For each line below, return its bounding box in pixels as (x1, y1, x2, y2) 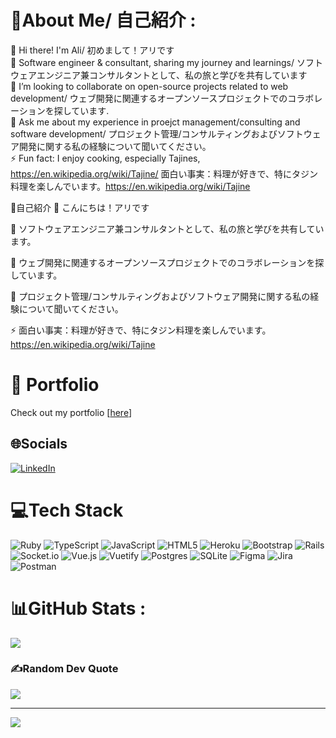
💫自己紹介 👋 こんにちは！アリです (10, 201, 150, 213)
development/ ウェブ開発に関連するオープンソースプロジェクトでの (10, 92, 288, 104)
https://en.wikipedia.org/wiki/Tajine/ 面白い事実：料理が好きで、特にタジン (10, 167, 319, 180)
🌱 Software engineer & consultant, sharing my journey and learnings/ (10, 56, 295, 68)
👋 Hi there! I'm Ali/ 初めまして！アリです (10, 44, 175, 56)
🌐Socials (10, 436, 68, 453)
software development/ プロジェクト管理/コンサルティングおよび (10, 127, 278, 140)
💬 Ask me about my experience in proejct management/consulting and (10, 116, 301, 128)
